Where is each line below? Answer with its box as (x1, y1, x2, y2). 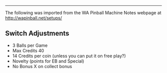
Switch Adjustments (5, 29, 70, 37)
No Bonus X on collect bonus (12, 63, 72, 69)
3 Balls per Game (12, 42, 48, 48)
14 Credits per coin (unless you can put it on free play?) (12, 53, 126, 59)
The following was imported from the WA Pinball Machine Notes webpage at (5, 10, 162, 15)
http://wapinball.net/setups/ (5, 15, 62, 21)
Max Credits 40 (12, 47, 44, 53)
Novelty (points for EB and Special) (12, 58, 84, 64)
